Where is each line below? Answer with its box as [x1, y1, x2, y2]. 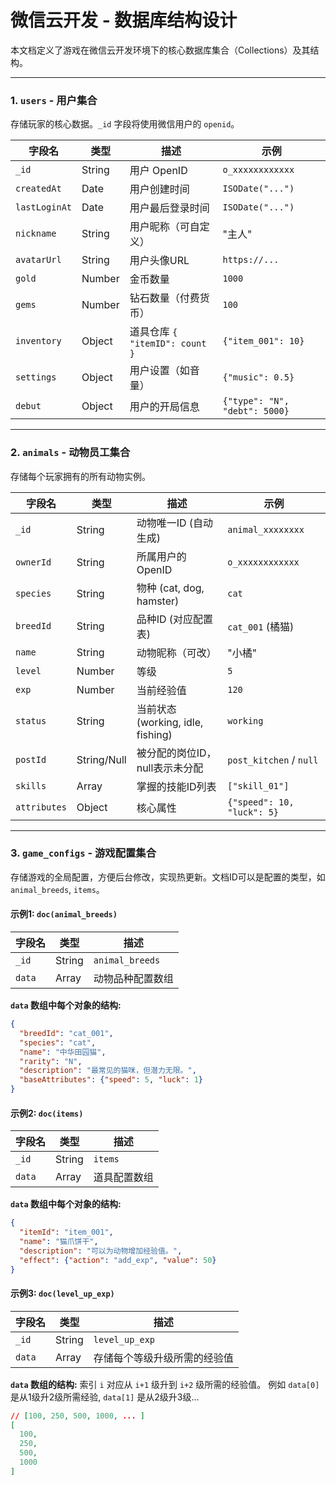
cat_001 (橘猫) [227, 619, 295, 633]
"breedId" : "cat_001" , [19, 1028, 114, 1038]
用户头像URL [129, 254, 190, 268]
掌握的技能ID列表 [136, 779, 217, 793]
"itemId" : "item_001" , [19, 1227, 114, 1238]
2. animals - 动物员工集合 [10, 446, 131, 460]
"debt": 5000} [222, 406, 290, 417]
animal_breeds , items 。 [10, 883, 105, 895]
